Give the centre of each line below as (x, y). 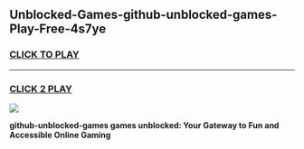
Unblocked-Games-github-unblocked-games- (143, 15)
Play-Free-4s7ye (58, 29)
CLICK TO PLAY (44, 55)
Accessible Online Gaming (60, 135)
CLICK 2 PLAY (41, 88)
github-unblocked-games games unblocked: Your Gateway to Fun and (144, 125)
